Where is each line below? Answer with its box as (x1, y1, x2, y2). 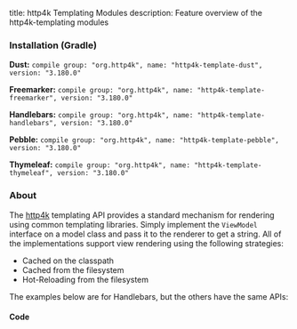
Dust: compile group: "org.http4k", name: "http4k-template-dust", (9, 60, 263, 70)
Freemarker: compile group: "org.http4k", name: (9, 84, 194, 95)
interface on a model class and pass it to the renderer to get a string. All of (9, 229, 282, 239)
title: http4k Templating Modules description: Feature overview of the (9, 8, 262, 18)
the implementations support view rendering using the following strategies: (9, 237, 285, 248)
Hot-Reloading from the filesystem (21, 274, 149, 285)
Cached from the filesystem (21, 264, 124, 275)
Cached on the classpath (21, 255, 114, 266)
